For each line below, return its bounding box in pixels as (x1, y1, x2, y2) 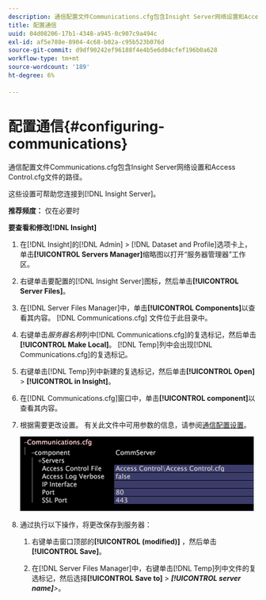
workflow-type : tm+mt (8, 55, 80, 63)
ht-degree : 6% (8, 71, 55, 79)
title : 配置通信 (8, 21, 57, 29)
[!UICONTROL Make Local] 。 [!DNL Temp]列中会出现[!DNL (19, 340, 213, 349)
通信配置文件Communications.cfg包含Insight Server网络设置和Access (8, 162, 236, 171)
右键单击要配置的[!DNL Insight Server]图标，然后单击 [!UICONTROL (19, 276, 239, 286)
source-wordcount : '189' (8, 63, 90, 71)
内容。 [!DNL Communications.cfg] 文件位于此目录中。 (33, 313, 212, 322)
